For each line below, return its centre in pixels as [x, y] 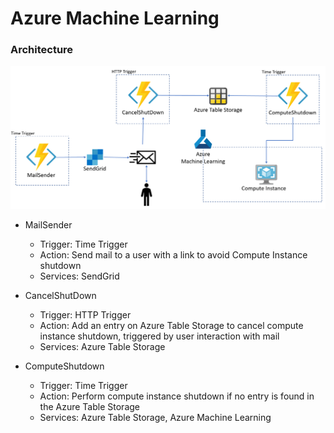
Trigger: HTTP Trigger [85, 315]
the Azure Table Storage [89, 407]
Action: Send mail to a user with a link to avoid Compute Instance [173, 255]
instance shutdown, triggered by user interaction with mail [159, 336]
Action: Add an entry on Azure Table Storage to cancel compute [171, 326]
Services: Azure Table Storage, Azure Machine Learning [155, 418]
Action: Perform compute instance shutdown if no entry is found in [177, 396]
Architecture [42, 50]
